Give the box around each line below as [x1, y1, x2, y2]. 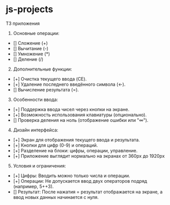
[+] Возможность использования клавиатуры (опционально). [13, 112, 147, 118]
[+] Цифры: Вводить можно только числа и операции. [13, 173, 130, 179]
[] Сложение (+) [13, 40, 48, 46]
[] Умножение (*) [13, 51, 50, 57]
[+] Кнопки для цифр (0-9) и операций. [13, 142, 98, 148]
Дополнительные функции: [13, 66, 72, 72]
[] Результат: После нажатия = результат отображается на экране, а [13, 189, 163, 195]
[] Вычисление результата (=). [13, 86, 79, 92]
